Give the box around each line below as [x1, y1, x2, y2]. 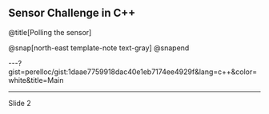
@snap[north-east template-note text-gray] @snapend [8, 43, 190, 53]
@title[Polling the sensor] [8, 27, 92, 37]
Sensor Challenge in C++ [8, 6, 136, 20]
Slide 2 [8, 98, 31, 108]
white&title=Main [8, 75, 64, 85]
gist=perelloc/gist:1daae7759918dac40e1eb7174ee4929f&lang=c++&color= [8, 67, 258, 77]
